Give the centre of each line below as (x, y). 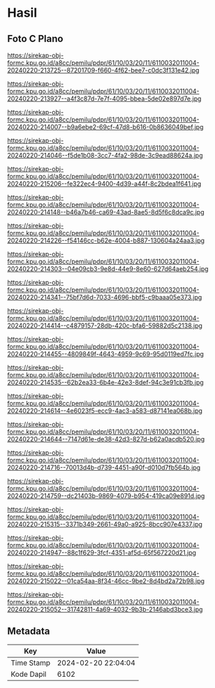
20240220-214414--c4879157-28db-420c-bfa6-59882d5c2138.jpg (105, 325)
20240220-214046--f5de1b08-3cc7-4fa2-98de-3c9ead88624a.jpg (105, 155)
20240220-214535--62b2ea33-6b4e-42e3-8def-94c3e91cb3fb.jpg (105, 382)
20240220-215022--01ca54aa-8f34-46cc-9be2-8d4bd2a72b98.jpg (106, 581)
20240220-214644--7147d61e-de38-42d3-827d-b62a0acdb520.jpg (106, 439)
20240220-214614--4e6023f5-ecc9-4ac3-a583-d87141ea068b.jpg (105, 411)
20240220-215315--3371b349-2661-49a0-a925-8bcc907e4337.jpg (105, 524)
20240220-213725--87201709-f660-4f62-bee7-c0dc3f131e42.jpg (103, 70)
